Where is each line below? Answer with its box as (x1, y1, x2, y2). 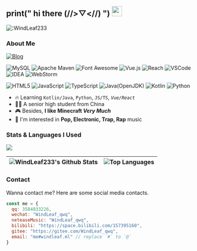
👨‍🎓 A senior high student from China (14, 101, 105, 108)
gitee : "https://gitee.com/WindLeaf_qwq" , (11, 228, 118, 234)
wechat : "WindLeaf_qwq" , (11, 212, 73, 218)
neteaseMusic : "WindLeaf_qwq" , (11, 217, 89, 224)
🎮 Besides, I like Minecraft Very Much (14, 107, 111, 114)
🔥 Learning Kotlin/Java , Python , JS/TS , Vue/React (14, 94, 135, 101)
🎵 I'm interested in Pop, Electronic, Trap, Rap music (14, 116, 142, 123)
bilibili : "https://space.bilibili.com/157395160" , (11, 223, 143, 229)
